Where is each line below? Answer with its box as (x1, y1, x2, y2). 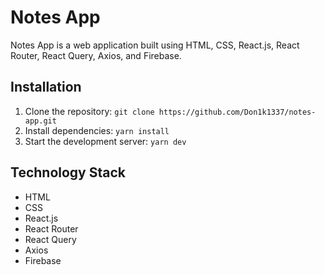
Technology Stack (10, 164, 126, 181)
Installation (10, 79, 82, 96)
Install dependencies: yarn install (24, 124, 170, 136)
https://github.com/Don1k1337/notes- (158, 107, 317, 117)
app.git (24, 116, 57, 126)
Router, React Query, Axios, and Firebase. (10, 49, 182, 61)
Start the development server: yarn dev (24, 135, 187, 147)
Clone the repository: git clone (24, 105, 155, 117)
